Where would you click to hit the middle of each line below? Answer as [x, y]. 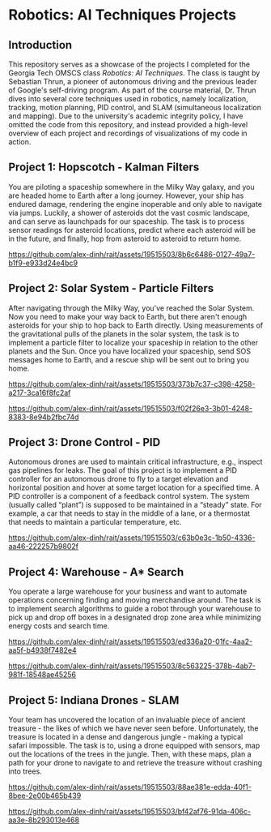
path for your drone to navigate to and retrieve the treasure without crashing [135, 763]
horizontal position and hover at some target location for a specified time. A [134, 487]
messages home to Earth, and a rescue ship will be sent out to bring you [129, 359]
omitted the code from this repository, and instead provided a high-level [128, 124]
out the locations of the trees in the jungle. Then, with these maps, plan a [130, 754]
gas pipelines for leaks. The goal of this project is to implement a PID [123, 470]
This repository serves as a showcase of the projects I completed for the [129, 64]
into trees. [25, 771]
